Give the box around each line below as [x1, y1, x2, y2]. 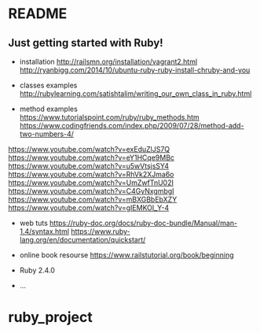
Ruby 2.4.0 [19, 265, 55, 275]
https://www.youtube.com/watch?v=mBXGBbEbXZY [8, 194, 178, 204]
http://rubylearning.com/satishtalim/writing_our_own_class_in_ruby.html [19, 89, 252, 98]
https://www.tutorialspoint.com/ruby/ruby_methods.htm [19, 113, 200, 122]
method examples [19, 104, 79, 113]
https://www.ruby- [70, 227, 131, 236]
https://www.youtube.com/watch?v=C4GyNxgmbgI [8, 187, 174, 195]
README [8, 5, 68, 23]
